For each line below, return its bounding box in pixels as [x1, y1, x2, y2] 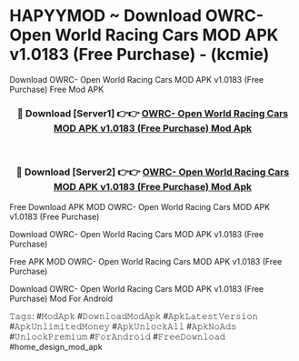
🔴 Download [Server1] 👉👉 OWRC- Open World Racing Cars [16, 106, 289, 119]
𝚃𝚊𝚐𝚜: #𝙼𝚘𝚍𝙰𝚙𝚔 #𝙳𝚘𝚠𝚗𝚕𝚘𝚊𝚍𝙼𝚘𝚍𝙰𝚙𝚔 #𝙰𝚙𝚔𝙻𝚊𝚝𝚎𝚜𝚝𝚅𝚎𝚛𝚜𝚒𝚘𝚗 [9, 310, 259, 321]
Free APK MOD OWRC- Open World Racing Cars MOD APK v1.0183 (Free [9, 256, 283, 266]
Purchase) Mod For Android [9, 293, 114, 304]
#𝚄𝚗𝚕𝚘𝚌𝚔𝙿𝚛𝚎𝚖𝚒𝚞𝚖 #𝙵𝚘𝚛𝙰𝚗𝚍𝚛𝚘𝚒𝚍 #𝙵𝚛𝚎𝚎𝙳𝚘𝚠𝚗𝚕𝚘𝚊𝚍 [9, 331, 225, 342]
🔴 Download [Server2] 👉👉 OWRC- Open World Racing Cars [15, 165, 290, 178]
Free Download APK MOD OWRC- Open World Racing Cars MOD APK [9, 201, 271, 212]
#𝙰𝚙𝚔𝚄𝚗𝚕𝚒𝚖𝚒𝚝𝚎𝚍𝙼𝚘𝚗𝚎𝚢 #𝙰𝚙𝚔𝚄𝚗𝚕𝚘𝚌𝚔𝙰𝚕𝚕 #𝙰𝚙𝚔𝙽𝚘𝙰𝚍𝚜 [9, 320, 237, 332]
